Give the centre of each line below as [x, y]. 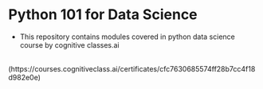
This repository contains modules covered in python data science [127, 37]
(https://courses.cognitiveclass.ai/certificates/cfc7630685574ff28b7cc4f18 [132, 68]
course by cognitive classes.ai [69, 44]
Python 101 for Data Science [103, 15]
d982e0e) [25, 77]
